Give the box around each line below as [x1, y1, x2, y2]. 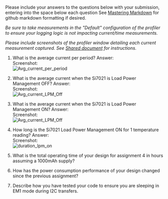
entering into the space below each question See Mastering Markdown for [5, 10, 159, 16]
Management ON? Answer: [12, 107, 69, 112]
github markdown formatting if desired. [5, 15, 87, 21]
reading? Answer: [12, 132, 49, 138]
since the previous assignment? [12, 173, 78, 179]
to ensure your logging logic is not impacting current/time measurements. [5, 30, 158, 36]
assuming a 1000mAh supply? [12, 158, 75, 164]
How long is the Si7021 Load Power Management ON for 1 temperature [12, 127, 159, 133]
